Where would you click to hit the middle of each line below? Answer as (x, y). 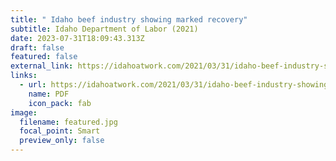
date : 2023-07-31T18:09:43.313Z (77, 38)
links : (24, 76)
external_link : (42, 66)
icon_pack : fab (60, 103)
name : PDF (49, 94)
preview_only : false (62, 141)
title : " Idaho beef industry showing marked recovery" (129, 19)
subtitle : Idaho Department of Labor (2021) (104, 29)
